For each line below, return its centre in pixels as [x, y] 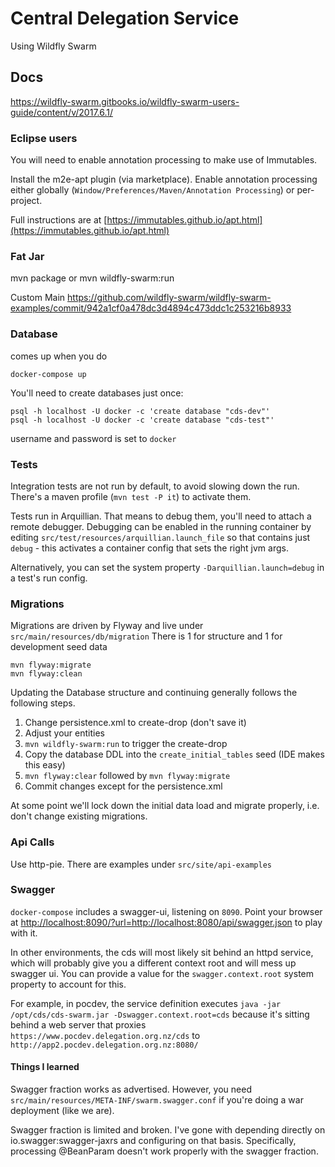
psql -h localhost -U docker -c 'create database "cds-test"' [142, 420]
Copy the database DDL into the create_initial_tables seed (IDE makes [174, 754]
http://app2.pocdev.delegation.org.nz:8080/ [104, 1045]
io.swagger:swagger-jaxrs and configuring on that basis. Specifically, [153, 1141]
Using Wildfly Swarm [53, 46]
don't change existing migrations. [79, 816]
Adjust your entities [65, 733]
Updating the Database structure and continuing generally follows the [154, 693]
